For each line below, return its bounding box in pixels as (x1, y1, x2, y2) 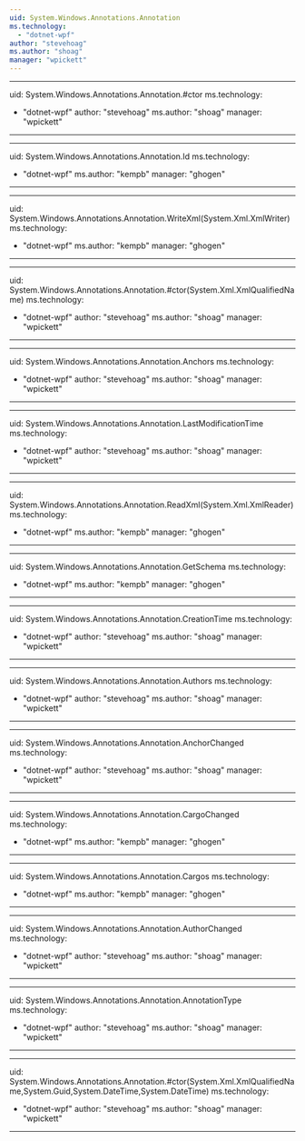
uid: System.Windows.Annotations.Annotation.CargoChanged (9, 809, 240, 819)
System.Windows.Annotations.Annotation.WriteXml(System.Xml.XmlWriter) (9, 213, 290, 224)
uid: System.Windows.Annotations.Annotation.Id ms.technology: (9, 151, 251, 162)
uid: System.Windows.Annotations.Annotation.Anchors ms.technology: (9, 356, 275, 366)
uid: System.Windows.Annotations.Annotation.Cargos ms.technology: (9, 871, 270, 882)
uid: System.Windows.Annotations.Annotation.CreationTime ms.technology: (9, 614, 293, 624)
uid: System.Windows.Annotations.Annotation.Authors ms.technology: (9, 676, 272, 686)
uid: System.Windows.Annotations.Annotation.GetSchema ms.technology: (9, 561, 286, 572)
